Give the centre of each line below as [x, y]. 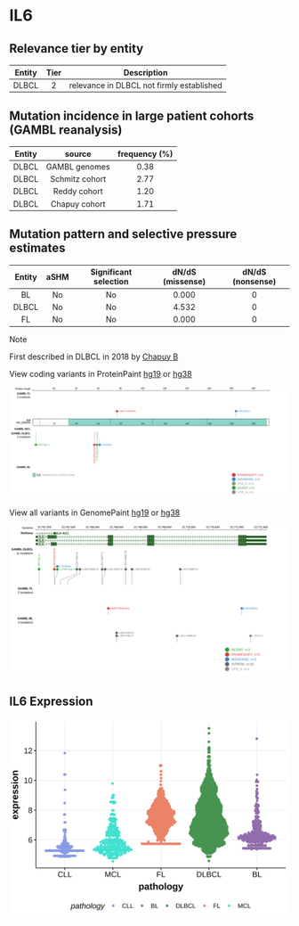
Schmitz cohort [78, 179]
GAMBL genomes [78, 167]
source [78, 153]
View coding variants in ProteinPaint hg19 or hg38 [101, 373]
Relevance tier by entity [77, 49]
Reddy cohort [78, 192]
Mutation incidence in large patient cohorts [132, 115]
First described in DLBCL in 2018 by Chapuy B [94, 356]
